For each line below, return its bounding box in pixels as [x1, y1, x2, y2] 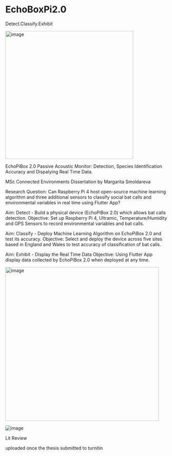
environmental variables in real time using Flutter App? [5, 199, 121, 205]
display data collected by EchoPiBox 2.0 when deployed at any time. [5, 256, 150, 263]
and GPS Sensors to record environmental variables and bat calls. [5, 220, 145, 226]
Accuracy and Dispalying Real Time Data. [5, 168, 93, 174]
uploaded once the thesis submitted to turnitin [5, 445, 103, 451]
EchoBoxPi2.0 [5, 4, 67, 15]
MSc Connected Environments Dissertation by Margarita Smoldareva [5, 179, 151, 185]
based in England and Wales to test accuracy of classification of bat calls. [5, 241, 161, 248]
